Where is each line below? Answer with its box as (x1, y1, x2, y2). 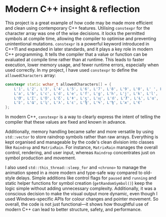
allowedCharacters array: (5, 72, 56, 78)
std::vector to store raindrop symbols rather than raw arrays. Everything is (5, 134, 159, 140)
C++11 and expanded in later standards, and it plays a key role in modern (5, 46, 153, 52)
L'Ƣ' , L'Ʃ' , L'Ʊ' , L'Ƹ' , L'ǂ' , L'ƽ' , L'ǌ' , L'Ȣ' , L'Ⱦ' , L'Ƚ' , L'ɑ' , (14, 95, 159, 101)
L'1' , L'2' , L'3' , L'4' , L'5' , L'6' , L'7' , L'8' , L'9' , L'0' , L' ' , (14, 87, 158, 91)
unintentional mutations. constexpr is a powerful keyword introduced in (5, 41, 150, 46)
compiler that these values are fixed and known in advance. (5, 119, 127, 125)
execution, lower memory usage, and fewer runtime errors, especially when (5, 62, 159, 68)
